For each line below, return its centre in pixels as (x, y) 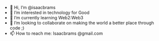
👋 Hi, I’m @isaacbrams (32, 7)
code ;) (17, 28)
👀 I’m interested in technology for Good (49, 13)
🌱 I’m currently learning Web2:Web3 (47, 18)
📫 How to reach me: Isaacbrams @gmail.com (56, 33)
